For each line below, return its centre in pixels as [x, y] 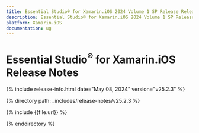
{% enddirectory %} [31, 123]
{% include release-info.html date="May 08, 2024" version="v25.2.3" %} [96, 89]
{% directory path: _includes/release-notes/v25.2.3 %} [73, 100]
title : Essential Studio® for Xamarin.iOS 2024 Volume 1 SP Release [92, 12]
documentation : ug [29, 28]
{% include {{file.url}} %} [37, 112]
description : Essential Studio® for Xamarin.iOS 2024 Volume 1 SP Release [100, 17]
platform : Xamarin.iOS [34, 23]
